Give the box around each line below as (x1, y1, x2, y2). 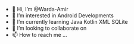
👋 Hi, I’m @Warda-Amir (11, 6, 68, 12)
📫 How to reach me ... (11, 32, 67, 38)
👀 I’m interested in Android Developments (11, 12, 114, 19)
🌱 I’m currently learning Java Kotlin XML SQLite (11, 18, 128, 25)
